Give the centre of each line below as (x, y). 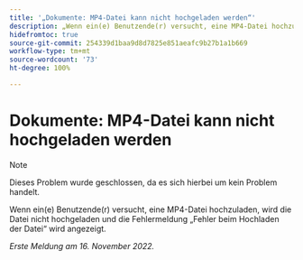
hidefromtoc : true (44, 34)
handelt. (25, 191)
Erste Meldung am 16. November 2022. (82, 246)
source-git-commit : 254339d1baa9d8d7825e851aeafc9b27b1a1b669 (129, 43)
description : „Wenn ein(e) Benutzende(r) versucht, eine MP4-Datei (139, 26)
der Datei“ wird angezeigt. (58, 228)
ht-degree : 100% (40, 69)
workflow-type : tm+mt (50, 51)
